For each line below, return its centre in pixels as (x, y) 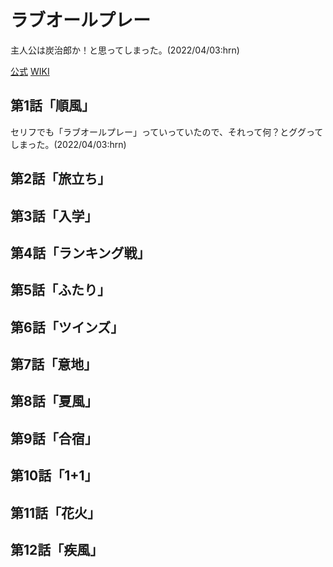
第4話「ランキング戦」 (80, 252)
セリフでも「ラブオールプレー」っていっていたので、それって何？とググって (167, 132)
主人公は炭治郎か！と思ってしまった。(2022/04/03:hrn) (125, 50)
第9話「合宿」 (54, 438)
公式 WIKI (30, 71)
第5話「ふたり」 (61, 290)
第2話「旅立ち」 (61, 179)
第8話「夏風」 (54, 401)
